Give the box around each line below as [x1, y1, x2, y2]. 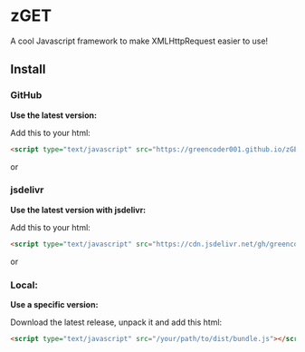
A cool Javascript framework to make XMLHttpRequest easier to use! [10, 35, 269, 46]
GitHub [10, 89, 43, 102]
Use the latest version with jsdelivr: [10, 204, 147, 215]
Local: [10, 279, 39, 291]
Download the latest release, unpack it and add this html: [10, 317, 223, 328]
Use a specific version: [10, 298, 99, 309]
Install [10, 62, 46, 77]
